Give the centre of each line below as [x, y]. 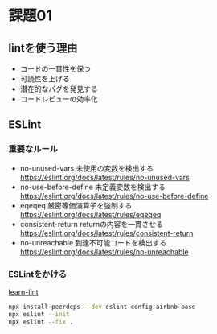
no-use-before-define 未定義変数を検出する [93, 187]
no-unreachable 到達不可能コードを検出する [93, 242]
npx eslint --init [39, 314]
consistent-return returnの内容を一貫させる [91, 224]
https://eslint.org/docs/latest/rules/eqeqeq [90, 214]
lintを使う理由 [43, 48]
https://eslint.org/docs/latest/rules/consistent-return [106, 233]
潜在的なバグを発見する [59, 89]
